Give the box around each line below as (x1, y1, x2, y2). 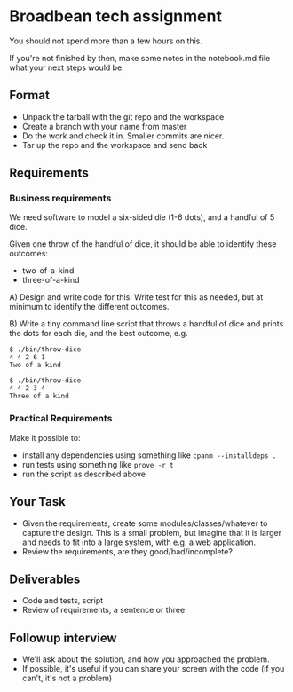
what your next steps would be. (9, 62, 124, 73)
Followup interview (9, 630, 117, 645)
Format (9, 88, 51, 103)
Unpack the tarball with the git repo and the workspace (21, 111, 225, 122)
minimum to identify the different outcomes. (9, 302, 170, 312)
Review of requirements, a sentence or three (21, 605, 186, 616)
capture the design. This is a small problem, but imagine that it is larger (21, 527, 282, 538)
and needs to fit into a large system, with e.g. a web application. (21, 537, 257, 547)
